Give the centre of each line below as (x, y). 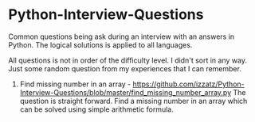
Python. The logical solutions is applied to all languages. (100, 44)
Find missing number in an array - (75, 84)
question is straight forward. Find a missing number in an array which (133, 101)
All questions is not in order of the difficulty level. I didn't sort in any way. (127, 60)
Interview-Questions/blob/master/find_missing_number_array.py (126, 92)
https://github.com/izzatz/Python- (188, 84)
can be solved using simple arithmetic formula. (96, 109)
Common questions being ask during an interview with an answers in (122, 36)
